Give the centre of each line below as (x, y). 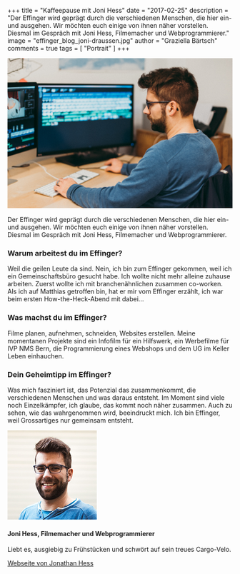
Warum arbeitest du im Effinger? (65, 253)
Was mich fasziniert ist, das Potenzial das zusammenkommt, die (102, 390)
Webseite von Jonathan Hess (51, 563)
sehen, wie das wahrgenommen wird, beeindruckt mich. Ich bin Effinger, (114, 413)
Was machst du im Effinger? (57, 318)
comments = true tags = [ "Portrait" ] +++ (69, 48)
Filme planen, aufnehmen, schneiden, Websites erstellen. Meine (101, 333)
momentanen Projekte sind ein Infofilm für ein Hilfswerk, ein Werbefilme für (119, 341)
